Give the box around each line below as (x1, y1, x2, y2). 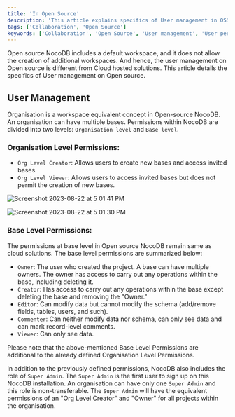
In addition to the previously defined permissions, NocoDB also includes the (7, 364, 226, 372)
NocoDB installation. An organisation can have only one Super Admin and (7, 379, 216, 388)
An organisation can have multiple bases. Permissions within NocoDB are (7, 118, 218, 126)
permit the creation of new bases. (17, 181, 115, 189)
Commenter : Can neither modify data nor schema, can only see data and (17, 315, 222, 323)
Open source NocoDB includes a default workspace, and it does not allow (7, 49, 220, 57)
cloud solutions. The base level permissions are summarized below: (7, 249, 203, 257)
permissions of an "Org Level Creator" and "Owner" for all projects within (7, 394, 219, 402)
